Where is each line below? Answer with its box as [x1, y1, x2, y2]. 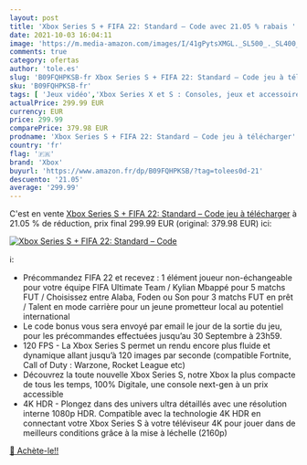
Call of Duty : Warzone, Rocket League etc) [22, 360, 185, 371]
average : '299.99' [9, 184, 79, 193]
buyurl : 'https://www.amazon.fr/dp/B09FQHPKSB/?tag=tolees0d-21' [9, 166, 263, 175]
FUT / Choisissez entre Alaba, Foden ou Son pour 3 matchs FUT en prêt [22, 291, 294, 302]
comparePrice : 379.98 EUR [9, 124, 108, 133]
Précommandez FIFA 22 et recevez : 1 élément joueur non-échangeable [22, 272, 292, 283]
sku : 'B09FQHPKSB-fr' [9, 81, 92, 90]
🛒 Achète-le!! [9, 445, 59, 457]
